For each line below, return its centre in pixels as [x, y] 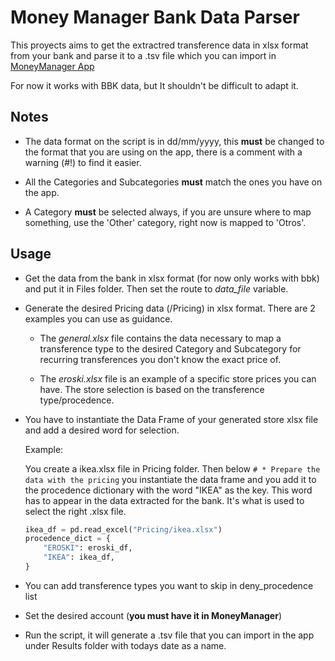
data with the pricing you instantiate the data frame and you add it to [170, 479]
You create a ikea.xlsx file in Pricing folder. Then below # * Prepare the [172, 468]
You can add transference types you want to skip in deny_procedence [169, 585]
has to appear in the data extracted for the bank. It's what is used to [164, 500]
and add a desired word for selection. [102, 430]
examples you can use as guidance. [98, 318]
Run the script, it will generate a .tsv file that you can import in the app [169, 635]
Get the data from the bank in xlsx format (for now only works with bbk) [172, 278]
